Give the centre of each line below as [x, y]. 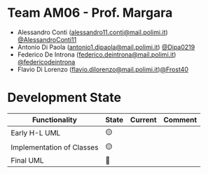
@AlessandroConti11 [47, 39]
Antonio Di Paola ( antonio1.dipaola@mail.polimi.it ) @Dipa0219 [106, 47]
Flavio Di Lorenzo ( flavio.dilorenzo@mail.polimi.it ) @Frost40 [103, 69]
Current [143, 119]
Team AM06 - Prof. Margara [90, 13]
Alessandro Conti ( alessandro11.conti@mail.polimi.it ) [92, 32]
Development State [64, 97]
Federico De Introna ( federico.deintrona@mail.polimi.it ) [97, 55]
